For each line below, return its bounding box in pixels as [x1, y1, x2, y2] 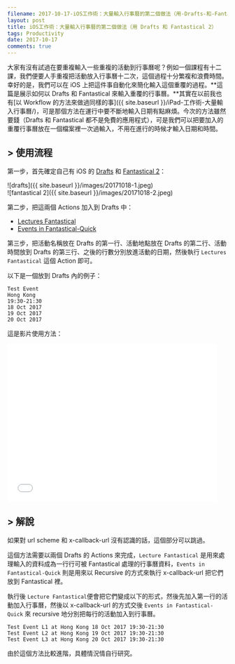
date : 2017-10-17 [7, 36, 58, 44]
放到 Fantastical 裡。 [7, 577, 67, 585]
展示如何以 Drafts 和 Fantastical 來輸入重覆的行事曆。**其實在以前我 [19, 89, 216, 98]
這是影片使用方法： [7, 329, 63, 338]
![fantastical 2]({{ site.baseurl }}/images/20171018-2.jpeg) [7, 188, 173, 197]
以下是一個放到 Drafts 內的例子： [7, 271, 102, 279]
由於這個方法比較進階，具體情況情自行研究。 [7, 649, 136, 657]
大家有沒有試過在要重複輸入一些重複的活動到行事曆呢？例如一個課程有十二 [7, 63, 222, 71]
